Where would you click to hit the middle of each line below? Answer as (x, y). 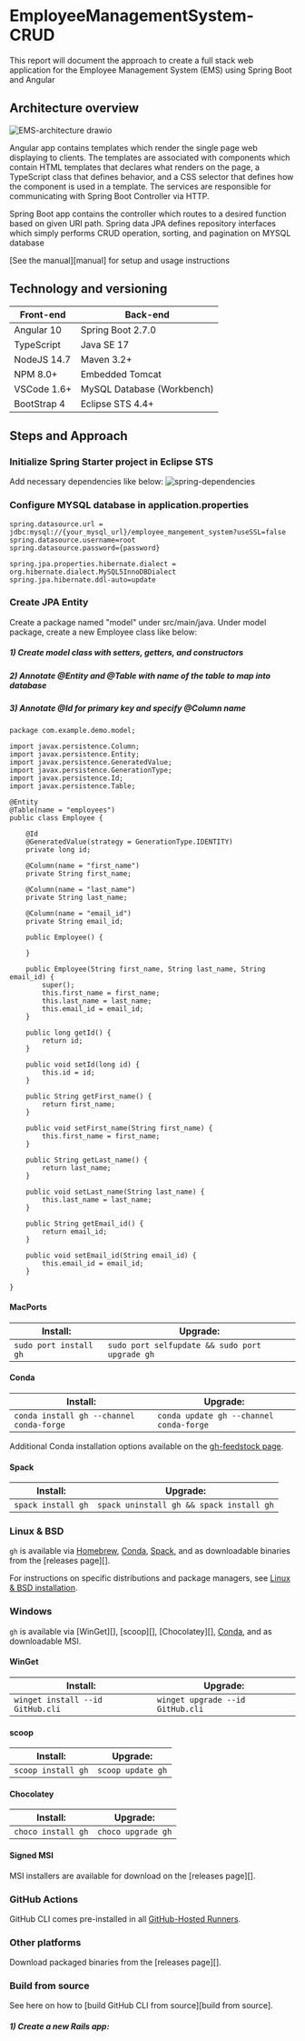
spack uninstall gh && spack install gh (185, 1505)
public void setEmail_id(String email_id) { (111, 1256)
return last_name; (77, 1168)
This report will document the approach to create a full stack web (132, 60)
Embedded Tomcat (121, 374)
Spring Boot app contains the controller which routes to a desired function (148, 214)
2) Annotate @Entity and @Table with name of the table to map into (140, 675)
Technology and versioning (89, 289)
